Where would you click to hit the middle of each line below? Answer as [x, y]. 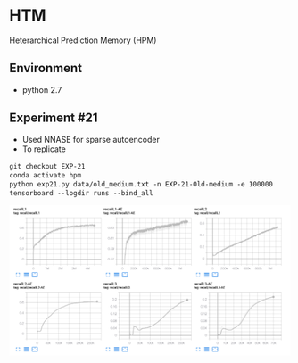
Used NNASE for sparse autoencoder [91, 139]
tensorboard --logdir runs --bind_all [81, 193]
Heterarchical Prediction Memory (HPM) [83, 40]
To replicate [44, 149]
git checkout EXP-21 [48, 166]
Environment [46, 68]
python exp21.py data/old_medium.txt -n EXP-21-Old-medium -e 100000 [141, 184]
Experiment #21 [54, 118]
